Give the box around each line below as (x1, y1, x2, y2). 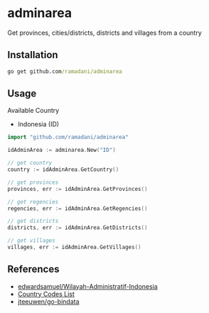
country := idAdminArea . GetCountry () (7, 166, 119, 173)
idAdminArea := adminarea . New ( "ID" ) (7, 147, 116, 154)
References (7, 263, 60, 275)
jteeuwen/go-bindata (17, 297, 80, 306)
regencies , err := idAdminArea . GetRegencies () (7, 204, 148, 212)
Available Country (7, 106, 60, 115)
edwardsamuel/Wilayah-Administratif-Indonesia (17, 282, 158, 290)
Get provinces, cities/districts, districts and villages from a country (7, 28, 203, 37)
